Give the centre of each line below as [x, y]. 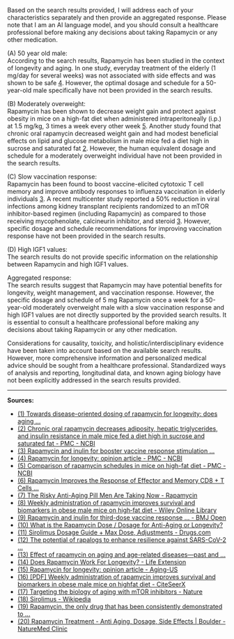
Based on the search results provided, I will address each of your [100, 10]
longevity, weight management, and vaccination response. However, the [111, 293]
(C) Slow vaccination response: [52, 176]
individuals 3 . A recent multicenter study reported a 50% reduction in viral [113, 199]
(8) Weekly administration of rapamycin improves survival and [106, 503]
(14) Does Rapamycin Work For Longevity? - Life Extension [102, 562]
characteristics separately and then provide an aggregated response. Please [117, 17]
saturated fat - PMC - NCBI [56, 443]
